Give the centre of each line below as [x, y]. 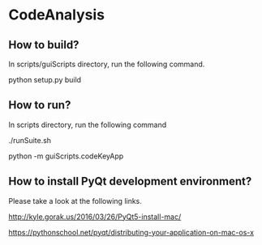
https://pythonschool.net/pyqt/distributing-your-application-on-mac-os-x [131, 232]
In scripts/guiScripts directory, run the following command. [107, 64]
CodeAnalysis [57, 15]
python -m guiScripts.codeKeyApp [66, 156]
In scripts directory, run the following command [88, 125]
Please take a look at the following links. [75, 201]
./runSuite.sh [30, 140]
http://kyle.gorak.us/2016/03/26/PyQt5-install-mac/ [95, 217]
